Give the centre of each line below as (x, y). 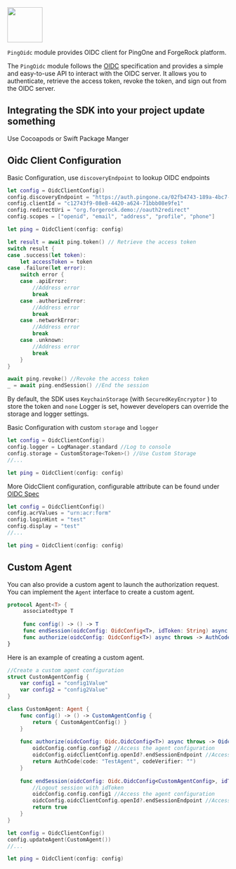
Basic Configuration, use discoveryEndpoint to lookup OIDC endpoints (109, 177)
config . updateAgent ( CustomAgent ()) (59, 839)
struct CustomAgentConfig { (48, 677)
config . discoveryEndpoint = (48, 197)
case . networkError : (50, 321)
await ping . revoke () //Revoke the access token (78, 379)
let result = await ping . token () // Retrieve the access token (102, 242)
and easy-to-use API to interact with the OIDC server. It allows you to (107, 74)
